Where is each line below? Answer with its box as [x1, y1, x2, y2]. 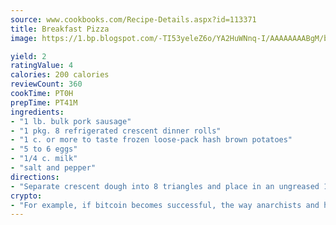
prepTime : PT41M [10, 97, 78, 108]
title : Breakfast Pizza [10, 24, 110, 34]
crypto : [10, 191, 43, 201]
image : [10, 33, 38, 43]
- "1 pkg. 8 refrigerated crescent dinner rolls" [10, 126, 222, 136]
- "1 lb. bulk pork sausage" [10, 116, 132, 126]
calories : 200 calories [10, 70, 110, 80]
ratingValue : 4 [10, 61, 74, 71]
